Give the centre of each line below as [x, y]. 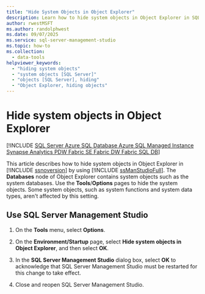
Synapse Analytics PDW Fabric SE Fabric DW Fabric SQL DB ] [83, 152]
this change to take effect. [48, 273]
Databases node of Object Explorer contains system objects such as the [98, 177]
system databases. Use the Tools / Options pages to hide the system [92, 183]
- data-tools [28, 57]
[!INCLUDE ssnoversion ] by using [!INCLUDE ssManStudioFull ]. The [91, 170]
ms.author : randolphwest [38, 29]
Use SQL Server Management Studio [77, 215]
